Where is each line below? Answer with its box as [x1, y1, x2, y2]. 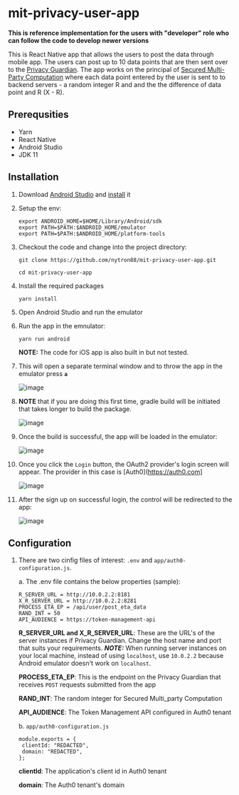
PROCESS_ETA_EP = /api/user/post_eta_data [18, 604, 147, 611]
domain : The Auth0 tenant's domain [18, 781, 125, 789]
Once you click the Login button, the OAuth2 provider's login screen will [18, 460, 230, 468]
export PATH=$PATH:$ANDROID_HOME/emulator [18, 223, 147, 231]
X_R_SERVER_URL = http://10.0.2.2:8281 [18, 597, 137, 604]
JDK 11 [18, 150, 38, 158]
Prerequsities [8, 108, 70, 121]
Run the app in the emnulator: [18, 321, 106, 330]
